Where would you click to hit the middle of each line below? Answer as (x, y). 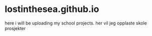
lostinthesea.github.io (52, 9)
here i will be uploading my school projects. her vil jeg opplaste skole (76, 23)
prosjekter (15, 28)
